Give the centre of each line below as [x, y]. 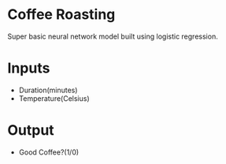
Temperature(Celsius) [54, 98]
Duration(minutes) [48, 90]
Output [31, 130]
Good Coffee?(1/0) [49, 152]
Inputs [29, 68]
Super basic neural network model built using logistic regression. [113, 36]
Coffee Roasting [61, 15]
